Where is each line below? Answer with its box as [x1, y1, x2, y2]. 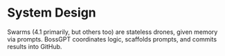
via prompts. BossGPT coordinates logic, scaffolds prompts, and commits [7, 35, 217, 43]
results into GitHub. [7, 42, 62, 50]
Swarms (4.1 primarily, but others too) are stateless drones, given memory [7, 28, 218, 36]
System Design [7, 5, 97, 21]
